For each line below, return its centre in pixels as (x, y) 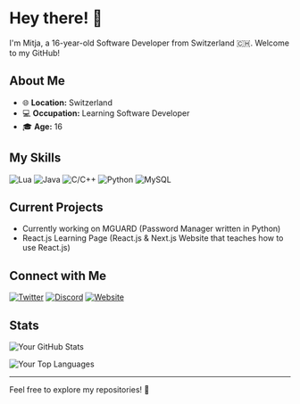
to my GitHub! (35, 53)
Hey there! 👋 (56, 18)
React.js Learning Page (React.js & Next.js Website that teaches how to (153, 238)
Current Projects (56, 207)
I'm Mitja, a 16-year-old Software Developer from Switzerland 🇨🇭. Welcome (150, 43)
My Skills (35, 158)
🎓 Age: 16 (42, 126)
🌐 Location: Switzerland (67, 103)
